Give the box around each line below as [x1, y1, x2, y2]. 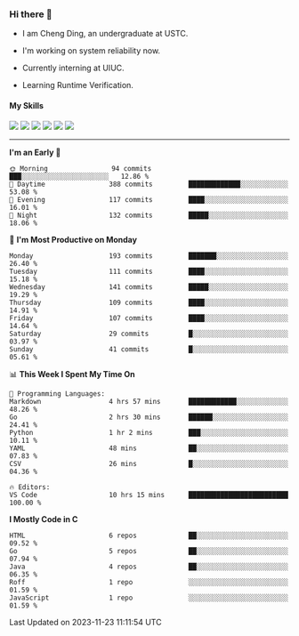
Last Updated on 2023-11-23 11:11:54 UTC [9, 616, 162, 627]
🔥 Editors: [9, 482, 51, 492]
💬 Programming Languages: [9, 389, 105, 399]
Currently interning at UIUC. [21, 62, 125, 74]
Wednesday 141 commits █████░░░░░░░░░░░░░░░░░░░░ [9, 282, 289, 292]
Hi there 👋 [9, 8, 53, 20]
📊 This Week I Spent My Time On [9, 368, 135, 379]
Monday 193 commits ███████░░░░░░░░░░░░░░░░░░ [9, 251, 289, 261]
